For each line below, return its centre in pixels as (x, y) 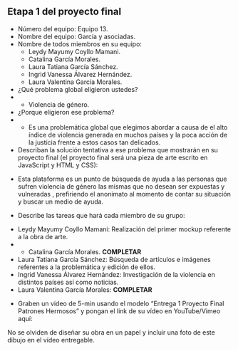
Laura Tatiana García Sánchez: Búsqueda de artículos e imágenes (114, 259)
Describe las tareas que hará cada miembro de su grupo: (101, 215)
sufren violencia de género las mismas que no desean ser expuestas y (121, 186)
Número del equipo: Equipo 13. (63, 28)
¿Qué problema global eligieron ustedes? (78, 89)
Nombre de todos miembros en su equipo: (80, 44)
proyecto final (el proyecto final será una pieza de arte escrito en (113, 157)
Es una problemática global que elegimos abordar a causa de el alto (128, 127)
